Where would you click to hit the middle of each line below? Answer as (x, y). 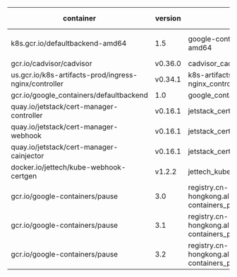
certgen (24, 176)
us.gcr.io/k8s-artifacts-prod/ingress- (74, 75)
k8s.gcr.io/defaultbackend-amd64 (69, 43)
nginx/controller (37, 84)
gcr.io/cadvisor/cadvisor (51, 64)
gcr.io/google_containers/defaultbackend (79, 95)
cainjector (28, 156)
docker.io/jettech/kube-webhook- (68, 167)
